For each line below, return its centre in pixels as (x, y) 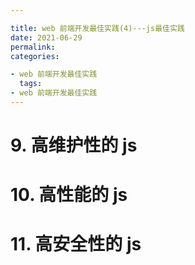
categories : (35, 56)
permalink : (33, 47)
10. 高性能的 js (69, 195)
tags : (31, 84)
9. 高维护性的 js (74, 145)
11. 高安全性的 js (76, 244)
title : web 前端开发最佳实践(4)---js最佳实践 (97, 28)
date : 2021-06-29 (46, 37)
